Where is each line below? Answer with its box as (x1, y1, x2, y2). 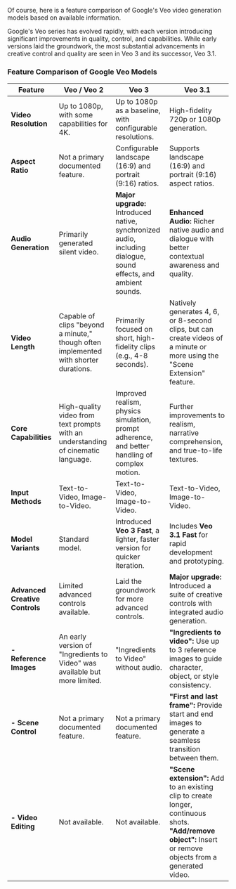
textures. (169, 455, 199, 465)
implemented (58, 346, 103, 356)
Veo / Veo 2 (63, 85, 104, 95)
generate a (169, 727, 205, 736)
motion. (115, 467, 140, 477)
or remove (169, 843, 204, 853)
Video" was (58, 658, 97, 668)
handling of (115, 450, 153, 460)
